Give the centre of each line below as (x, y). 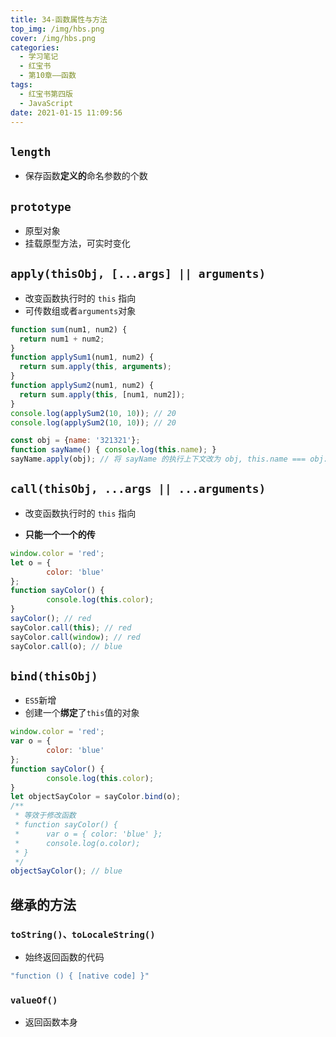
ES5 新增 (40, 700)
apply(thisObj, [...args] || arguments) (138, 274)
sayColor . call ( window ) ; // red (75, 637)
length (31, 151)
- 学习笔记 (39, 57)
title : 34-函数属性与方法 (59, 19)
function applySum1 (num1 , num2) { (82, 357)
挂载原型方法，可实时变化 (77, 243)
